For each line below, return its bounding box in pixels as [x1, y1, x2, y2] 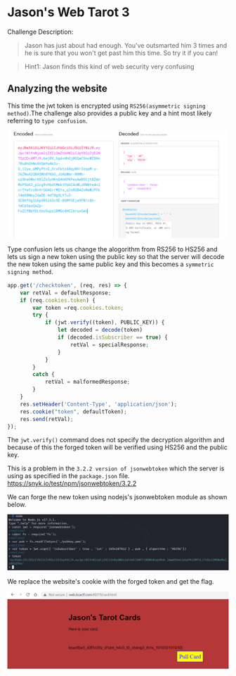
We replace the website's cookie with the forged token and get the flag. [7, 577, 214, 585]
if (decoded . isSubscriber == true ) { [57, 334, 169, 341]
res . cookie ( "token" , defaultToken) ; [20, 408, 128, 415]
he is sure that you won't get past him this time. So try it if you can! [24, 49, 218, 57]
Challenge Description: [7, 27, 74, 36]
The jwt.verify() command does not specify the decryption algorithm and [7, 436, 225, 444]
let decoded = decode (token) [57, 327, 143, 334]
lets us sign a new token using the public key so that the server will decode [7, 252, 225, 261]
